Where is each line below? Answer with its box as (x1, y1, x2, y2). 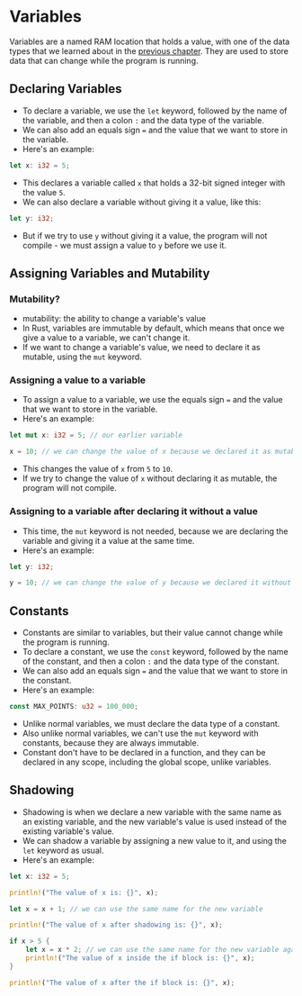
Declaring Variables (9, 81, 122, 96)
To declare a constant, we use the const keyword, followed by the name (22, 647, 289, 657)
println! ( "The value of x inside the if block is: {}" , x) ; (25, 954, 255, 963)
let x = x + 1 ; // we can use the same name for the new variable (9, 904, 263, 913)
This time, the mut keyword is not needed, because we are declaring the (22, 525, 289, 537)
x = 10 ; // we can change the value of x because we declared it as (9, 448, 271, 457)
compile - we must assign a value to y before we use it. (22, 240, 227, 250)
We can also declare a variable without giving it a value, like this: (22, 196, 262, 207)
